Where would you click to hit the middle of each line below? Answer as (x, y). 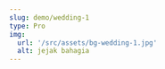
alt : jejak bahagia (54, 51)
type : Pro (28, 26)
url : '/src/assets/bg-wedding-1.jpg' (87, 43)
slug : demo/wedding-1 (49, 17)
